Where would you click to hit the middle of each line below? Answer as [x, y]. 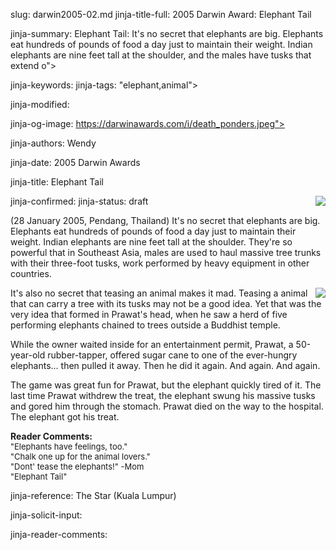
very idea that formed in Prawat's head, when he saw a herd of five [149, 314]
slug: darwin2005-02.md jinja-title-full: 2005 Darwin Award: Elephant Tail [161, 14]
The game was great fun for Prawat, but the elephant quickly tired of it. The [166, 385]
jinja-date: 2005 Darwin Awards [75, 162]
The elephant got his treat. [65, 417]
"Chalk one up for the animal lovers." [80, 456]
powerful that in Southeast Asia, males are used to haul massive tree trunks [166, 252]
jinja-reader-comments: [59, 534]
